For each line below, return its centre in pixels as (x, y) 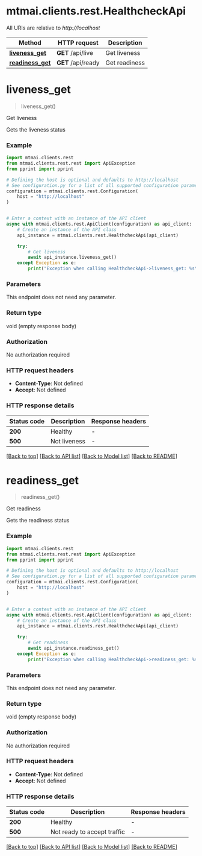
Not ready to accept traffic (87, 832)
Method (30, 42)
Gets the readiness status (38, 521)
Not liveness (68, 441)
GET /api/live (75, 52)
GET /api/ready (78, 63)
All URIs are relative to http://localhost (53, 28)
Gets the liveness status (36, 129)
